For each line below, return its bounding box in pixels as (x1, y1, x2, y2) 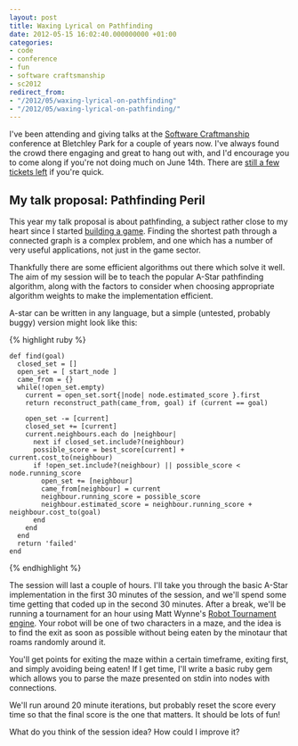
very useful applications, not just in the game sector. (9, 245, 202, 255)
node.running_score (9, 469, 82, 478)
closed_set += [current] (25, 422, 117, 431)
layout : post (9, 12, 58, 22)
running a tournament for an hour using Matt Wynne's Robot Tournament (9, 609, 277, 619)
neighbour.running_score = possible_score (41, 493, 201, 501)
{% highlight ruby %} (9, 335, 86, 345)
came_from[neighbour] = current (41, 485, 162, 493)
